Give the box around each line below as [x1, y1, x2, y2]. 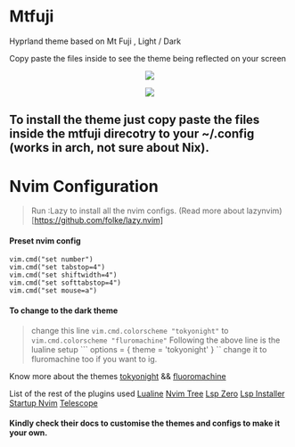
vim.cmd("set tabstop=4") [9, 263, 105, 272]
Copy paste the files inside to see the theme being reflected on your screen [9, 53, 287, 63]
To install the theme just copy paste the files [9, 112, 260, 128]
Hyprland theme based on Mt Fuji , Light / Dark [9, 36, 181, 46]
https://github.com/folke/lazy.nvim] [34, 215, 163, 226]
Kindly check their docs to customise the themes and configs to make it [9, 418, 281, 429]
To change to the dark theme [9, 305, 119, 316]
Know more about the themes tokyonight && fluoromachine [9, 370, 226, 381]
